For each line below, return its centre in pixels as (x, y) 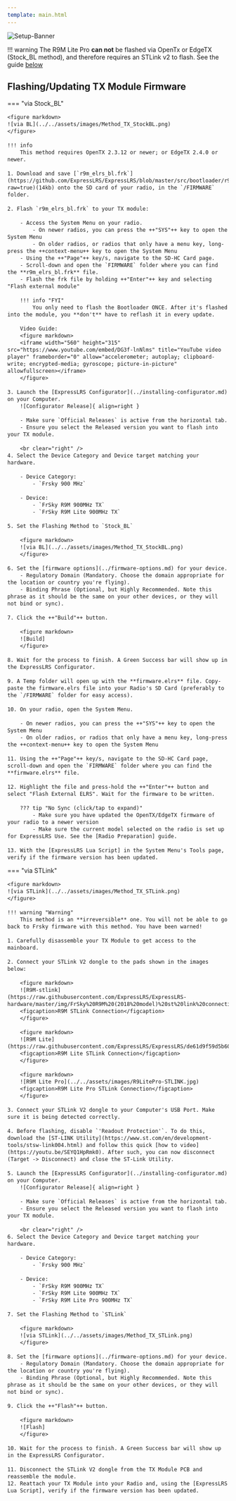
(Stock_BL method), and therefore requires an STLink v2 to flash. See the (113, 57)
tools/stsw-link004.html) (45, 1146)
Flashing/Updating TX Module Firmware (97, 87)
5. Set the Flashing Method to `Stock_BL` (70, 526)
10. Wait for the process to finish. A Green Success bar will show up (114, 1449)
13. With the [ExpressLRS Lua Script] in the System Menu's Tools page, (116, 851)
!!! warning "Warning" (40, 913)
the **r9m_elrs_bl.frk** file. (53, 272)
